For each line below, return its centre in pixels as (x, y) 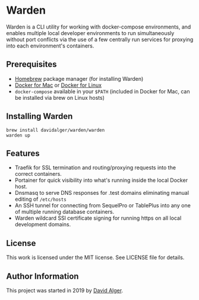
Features (23, 153)
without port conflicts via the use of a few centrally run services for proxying (100, 39)
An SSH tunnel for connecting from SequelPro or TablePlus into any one (103, 206)
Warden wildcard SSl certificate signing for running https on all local (98, 218)
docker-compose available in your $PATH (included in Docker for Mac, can (102, 91)
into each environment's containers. (50, 46)
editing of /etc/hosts (40, 199)
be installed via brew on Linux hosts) (60, 97)
